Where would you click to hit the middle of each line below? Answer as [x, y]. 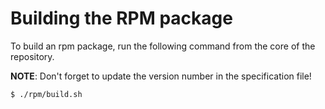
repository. [32, 56]
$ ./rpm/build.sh [46, 94]
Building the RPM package [121, 18]
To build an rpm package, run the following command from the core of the [163, 46]
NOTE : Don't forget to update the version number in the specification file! [161, 76]
